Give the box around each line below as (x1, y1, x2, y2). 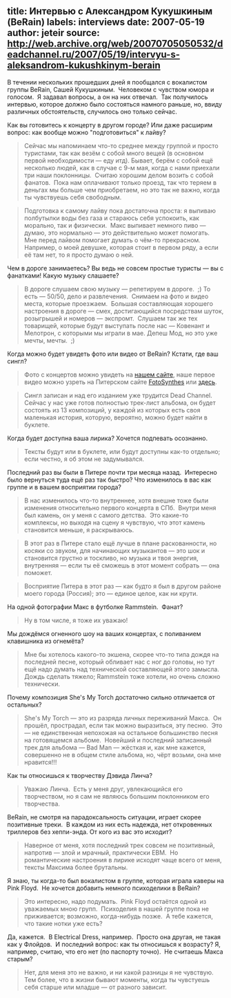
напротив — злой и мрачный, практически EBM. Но (23, 848, 179, 857)
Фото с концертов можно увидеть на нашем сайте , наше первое (23, 370, 215, 379)
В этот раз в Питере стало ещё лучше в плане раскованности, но (23, 539, 217, 547)
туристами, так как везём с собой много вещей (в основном (23, 149, 204, 157)
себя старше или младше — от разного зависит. (23, 983, 168, 991)
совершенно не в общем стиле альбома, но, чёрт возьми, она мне (23, 750, 222, 759)
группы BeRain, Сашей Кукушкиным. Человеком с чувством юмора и (7, 85, 214, 93)
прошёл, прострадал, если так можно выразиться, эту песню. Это (23, 721, 223, 729)
